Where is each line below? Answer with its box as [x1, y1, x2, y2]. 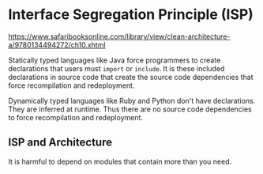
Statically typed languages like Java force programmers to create [8, 55, 221, 65]
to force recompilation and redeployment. [8, 112, 144, 122]
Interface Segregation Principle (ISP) [8, 6, 254, 24]
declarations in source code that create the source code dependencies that [8, 72, 254, 81]
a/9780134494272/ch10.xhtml [8, 40, 106, 49]
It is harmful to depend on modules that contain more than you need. [8, 157, 232, 166]
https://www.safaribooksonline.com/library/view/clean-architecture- [8, 32, 231, 41]
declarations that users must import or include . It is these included [8, 63, 225, 73]
